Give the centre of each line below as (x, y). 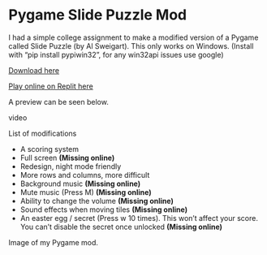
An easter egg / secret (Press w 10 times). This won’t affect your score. (139, 218)
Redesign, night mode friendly (71, 166)
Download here (34, 70)
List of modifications (43, 133)
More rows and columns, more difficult (85, 175)
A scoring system (50, 149)
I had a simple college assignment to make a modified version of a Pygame (133, 37)
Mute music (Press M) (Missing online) (86, 192)
